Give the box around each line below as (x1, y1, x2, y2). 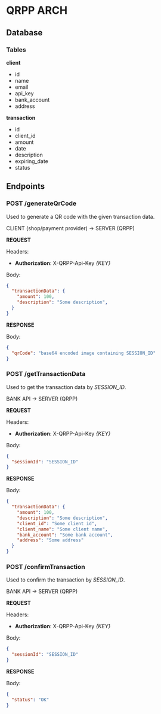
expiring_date (14, 157, 49, 165)
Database (6, 28, 43, 38)
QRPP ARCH (6, 4, 67, 17)
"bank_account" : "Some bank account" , (17, 532, 113, 538)
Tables (6, 46, 26, 54)
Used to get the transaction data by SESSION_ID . (6, 383, 126, 390)
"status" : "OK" (11, 697, 49, 703)
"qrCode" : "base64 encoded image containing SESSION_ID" (11, 350, 156, 356)
